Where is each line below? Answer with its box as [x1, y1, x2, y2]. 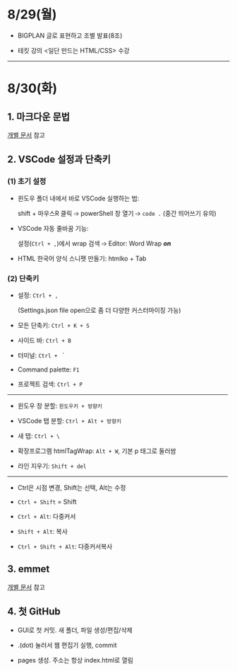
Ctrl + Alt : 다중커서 [17, 512, 76, 520]
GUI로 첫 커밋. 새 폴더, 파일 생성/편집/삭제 [17, 626, 133, 634]
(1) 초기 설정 [7, 176, 47, 186]
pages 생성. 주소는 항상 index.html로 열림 [17, 655, 134, 664]
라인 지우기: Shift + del [17, 461, 87, 470]
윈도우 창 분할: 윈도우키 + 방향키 [17, 401, 102, 410]
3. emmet [7, 563, 50, 575]
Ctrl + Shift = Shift [17, 497, 77, 506]
